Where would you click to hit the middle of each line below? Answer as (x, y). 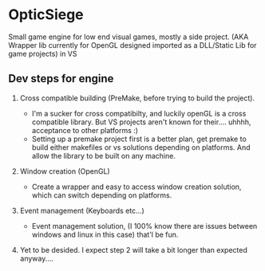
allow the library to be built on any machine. (103, 155)
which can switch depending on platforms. (102, 195)
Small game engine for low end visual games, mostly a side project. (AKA (129, 37)
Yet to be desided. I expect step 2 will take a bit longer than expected (133, 249)
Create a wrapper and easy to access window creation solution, (136, 187)
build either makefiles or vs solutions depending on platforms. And (141, 147)
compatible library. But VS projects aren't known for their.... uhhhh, (141, 122)
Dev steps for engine (61, 79)
